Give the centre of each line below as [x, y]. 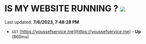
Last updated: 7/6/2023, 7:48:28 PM [42, 22]
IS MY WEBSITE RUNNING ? [62, 9]
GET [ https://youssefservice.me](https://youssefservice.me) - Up [76, 31]
